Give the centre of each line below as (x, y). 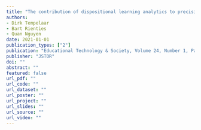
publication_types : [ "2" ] (38, 46)
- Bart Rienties (26, 28)
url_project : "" (26, 101)
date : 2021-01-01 (28, 40)
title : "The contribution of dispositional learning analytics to (91, 12)
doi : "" (16, 62)
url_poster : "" (25, 95)
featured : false (26, 73)
